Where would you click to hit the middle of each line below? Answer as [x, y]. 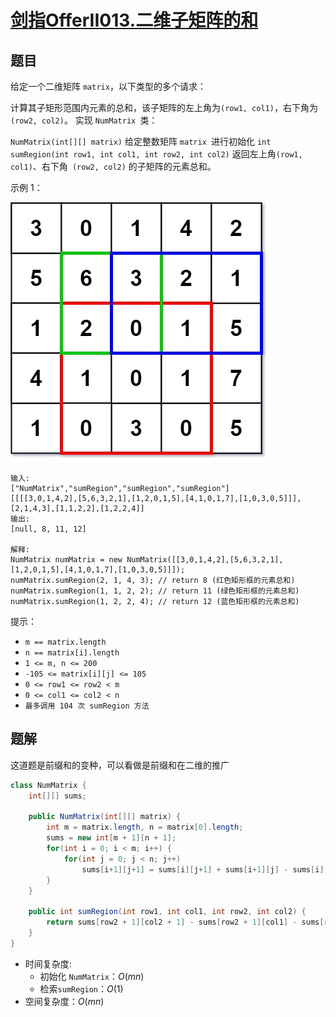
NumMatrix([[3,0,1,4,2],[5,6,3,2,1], [205, 560]
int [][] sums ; [57, 796]
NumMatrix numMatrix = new [66, 560]
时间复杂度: [48, 963]
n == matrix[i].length [72, 653]
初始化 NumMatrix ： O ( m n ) [92, 976]
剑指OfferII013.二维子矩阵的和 [134, 20]
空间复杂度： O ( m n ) [64, 1001]
